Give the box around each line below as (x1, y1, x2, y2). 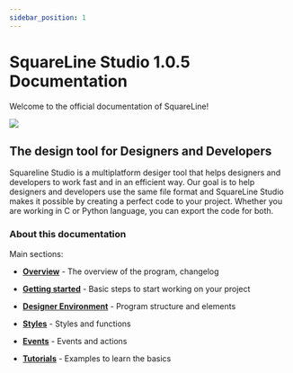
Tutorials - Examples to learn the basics (22, 352, 172, 364)
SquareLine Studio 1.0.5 (9, 51, 191, 72)
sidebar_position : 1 (9, 13, 87, 22)
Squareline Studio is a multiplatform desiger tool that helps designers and (9, 167, 281, 178)
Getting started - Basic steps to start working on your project (22, 283, 251, 294)
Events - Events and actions (22, 335, 128, 346)
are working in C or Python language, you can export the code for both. (9, 206, 274, 217)
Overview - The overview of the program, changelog (22, 266, 219, 277)
